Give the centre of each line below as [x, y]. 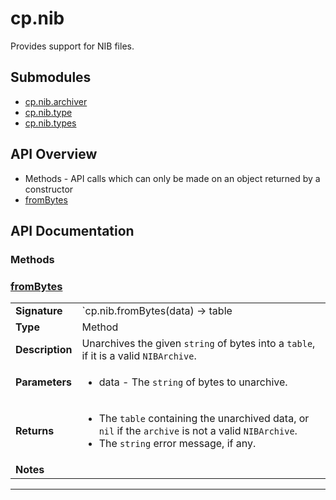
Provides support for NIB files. [72, 46]
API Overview [54, 154]
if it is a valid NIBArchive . [139, 356]
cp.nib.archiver [56, 101]
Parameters [43, 382]
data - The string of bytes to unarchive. [193, 382]
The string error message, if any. [177, 444]
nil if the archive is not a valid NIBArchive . [198, 431]
